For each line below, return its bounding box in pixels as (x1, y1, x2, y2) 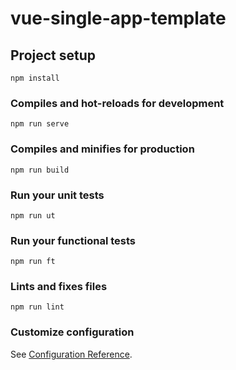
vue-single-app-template (10, 7, 227, 30)
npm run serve (10, 119, 70, 129)
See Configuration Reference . (10, 348, 133, 360)
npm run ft (10, 257, 56, 267)
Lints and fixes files (10, 280, 108, 294)
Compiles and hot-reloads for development (10, 96, 225, 110)
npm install (10, 73, 60, 83)
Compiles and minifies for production (10, 142, 195, 156)
